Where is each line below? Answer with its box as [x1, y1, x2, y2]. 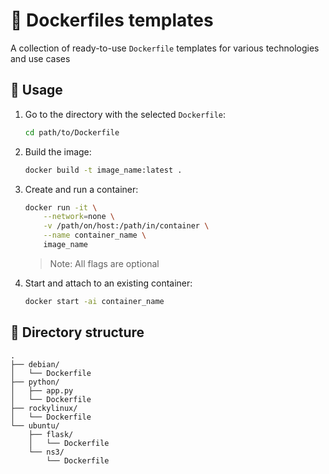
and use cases [10, 52, 71, 64]
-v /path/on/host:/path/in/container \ [43, 221, 210, 231]
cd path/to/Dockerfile [24, 127, 120, 138]
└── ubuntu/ [10, 420, 60, 431]
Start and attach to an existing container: [24, 277, 193, 289]
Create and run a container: [24, 183, 139, 195]
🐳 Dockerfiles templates [10, 9, 214, 32]
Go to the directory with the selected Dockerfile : [24, 108, 227, 120]
